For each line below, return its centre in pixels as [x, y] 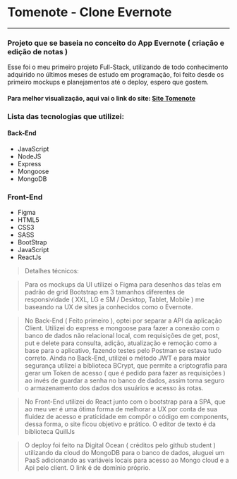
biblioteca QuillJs [50, 432]
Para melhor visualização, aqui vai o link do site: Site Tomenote [102, 98]
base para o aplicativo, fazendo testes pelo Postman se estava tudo [123, 351]
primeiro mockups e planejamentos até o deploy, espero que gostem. [108, 82]
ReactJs [29, 257]
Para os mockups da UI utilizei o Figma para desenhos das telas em [123, 285]
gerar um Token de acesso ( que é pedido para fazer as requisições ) [125, 373]
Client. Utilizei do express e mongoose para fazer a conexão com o [122, 328]
